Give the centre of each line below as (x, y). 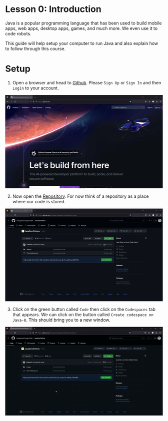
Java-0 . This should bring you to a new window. (61, 320)
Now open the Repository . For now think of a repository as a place (80, 196)
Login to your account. (35, 88)
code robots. (18, 33)
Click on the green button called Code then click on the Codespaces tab (84, 309)
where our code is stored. (39, 201)
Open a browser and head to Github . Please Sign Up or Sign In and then (87, 82)
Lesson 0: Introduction (53, 9)
